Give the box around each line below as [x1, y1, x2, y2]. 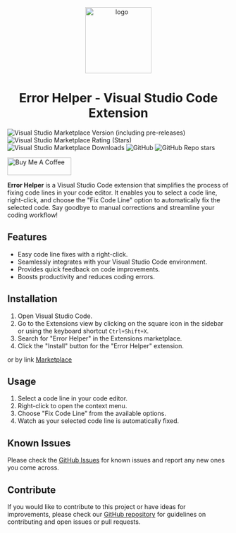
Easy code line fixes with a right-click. [17, 250, 128, 258]
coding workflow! [7, 211, 58, 219]
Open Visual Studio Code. [17, 312, 93, 320]
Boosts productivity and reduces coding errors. [17, 272, 155, 281]
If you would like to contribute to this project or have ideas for [7, 503, 186, 510]
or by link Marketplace [7, 355, 73, 364]
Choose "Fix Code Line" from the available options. [17, 409, 167, 418]
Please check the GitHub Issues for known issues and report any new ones [7, 456, 225, 465]
